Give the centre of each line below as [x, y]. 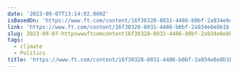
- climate [28, 47]
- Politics [30, 54]
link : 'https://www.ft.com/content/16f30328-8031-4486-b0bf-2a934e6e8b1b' [120, 27]
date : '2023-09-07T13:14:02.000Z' [58, 14]
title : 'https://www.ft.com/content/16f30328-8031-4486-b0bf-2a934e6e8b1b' [121, 60]
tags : [15, 40]
